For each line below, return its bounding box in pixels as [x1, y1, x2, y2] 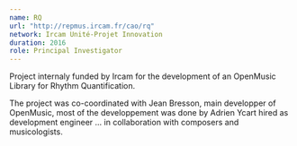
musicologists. [9, 126, 63, 137]
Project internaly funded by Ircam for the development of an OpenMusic [9, 71, 276, 82]
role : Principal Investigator [9, 47, 123, 56]
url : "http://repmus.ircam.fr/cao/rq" [9, 21, 155, 30]
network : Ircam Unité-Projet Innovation [9, 30, 164, 39]
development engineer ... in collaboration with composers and [9, 117, 239, 128]
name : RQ [9, 13, 42, 22]
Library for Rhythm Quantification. [9, 81, 136, 91]
